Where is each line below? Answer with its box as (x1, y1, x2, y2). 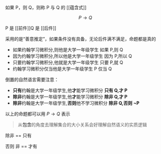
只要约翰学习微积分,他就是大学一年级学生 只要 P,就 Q (12, 59, 123, 65)
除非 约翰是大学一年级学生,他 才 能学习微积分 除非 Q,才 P (12, 94, 128, 100)
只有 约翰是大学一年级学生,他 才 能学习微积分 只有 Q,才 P (12, 87, 128, 93)
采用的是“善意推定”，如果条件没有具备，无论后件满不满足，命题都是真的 (5, 36, 156, 42)
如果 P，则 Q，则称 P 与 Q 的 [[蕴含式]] (5, 5, 87, 10)
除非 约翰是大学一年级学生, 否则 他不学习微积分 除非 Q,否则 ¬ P (12, 100, 140, 106)
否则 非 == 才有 (5, 143, 38, 149)
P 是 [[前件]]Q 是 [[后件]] (5, 25, 57, 31)
